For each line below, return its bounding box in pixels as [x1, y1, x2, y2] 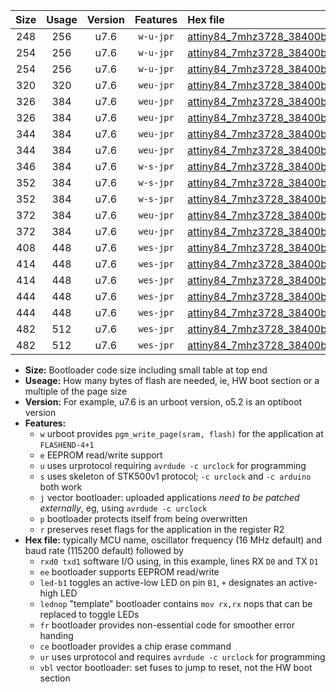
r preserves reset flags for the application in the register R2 [39, 524, 285, 535]
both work [39, 481, 83, 493]
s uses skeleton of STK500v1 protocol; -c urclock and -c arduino [39, 470, 312, 482]
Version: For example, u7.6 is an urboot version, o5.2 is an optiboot [24, 396, 303, 408]
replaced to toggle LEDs [39, 609, 140, 620]
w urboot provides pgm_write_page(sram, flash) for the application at [39, 428, 324, 439]
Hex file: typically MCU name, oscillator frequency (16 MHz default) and [24, 534, 323, 546]
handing [39, 630, 74, 641]
